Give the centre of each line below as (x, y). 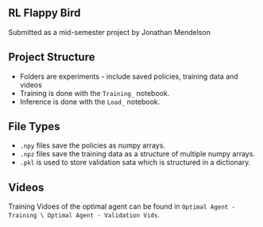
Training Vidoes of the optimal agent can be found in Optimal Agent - (122, 206)
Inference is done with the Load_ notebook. (90, 102)
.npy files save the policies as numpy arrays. (92, 145)
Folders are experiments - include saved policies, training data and (129, 76)
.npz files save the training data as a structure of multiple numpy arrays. (137, 154)
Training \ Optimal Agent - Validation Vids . (84, 215)
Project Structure (52, 58)
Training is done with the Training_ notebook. (95, 93)
